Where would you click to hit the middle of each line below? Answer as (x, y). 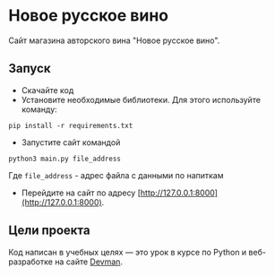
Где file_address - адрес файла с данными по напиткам (116, 175)
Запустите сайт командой (71, 142)
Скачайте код (47, 90)
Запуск (30, 69)
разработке (30, 262)
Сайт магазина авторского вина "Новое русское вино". (114, 40)
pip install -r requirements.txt (71, 125)
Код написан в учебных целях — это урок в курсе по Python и (128, 252)
